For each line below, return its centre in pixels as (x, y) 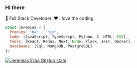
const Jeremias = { (25, 27)
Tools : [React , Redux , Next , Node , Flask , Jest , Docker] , (71, 41)
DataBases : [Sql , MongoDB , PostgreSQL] (51, 46)
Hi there (15, 7)
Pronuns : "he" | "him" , (34, 32)
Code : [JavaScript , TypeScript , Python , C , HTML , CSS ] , (69, 37)
